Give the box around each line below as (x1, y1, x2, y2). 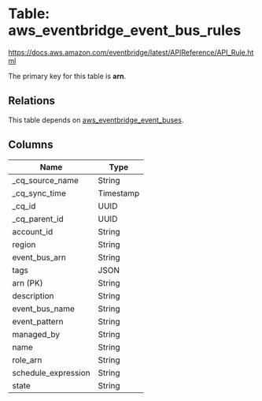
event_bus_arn (12, 252, 67, 263)
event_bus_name (12, 303, 75, 314)
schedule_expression (12, 367, 90, 378)
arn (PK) (12, 277, 43, 288)
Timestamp (98, 187, 140, 198)
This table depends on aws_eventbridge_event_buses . (8, 115, 184, 125)
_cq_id (12, 200, 36, 212)
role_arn (12, 354, 42, 365)
